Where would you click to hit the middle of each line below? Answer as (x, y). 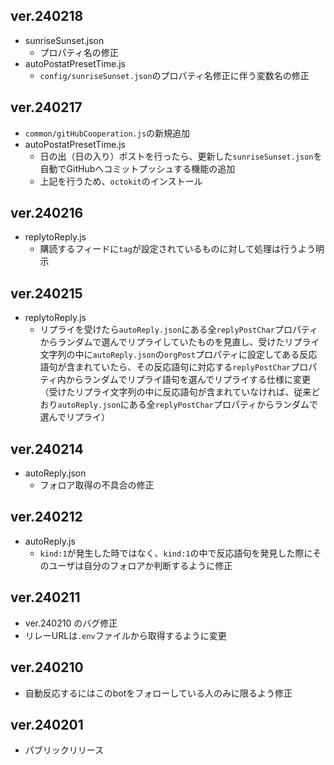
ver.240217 (46, 107)
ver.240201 (47, 724)
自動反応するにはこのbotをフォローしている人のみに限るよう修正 (158, 693)
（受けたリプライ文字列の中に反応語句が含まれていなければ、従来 (175, 392)
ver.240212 (46, 517)
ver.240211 (45, 597)
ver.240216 (47, 213)
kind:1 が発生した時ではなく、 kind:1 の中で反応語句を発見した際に (176, 553)
